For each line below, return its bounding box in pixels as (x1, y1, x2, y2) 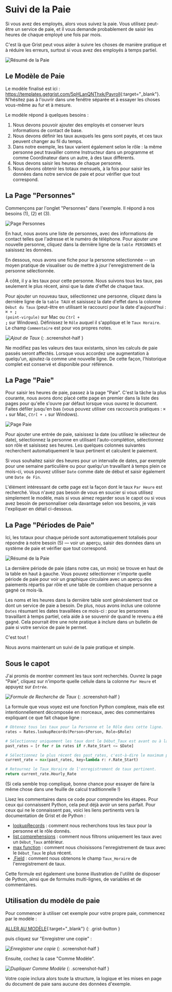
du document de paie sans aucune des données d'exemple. (5, 981, 132, 987)
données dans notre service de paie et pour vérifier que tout (12, 171, 140, 177)
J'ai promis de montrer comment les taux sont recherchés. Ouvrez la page (5, 673, 162, 679)
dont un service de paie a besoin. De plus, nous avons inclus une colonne (5, 602, 161, 609)
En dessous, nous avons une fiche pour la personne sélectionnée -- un (5, 256, 155, 263)
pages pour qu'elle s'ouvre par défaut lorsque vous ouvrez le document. (5, 400, 158, 407)
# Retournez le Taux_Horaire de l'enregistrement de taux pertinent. (5, 767, 157, 772)
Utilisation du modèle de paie (5, 896, 100, 905)
